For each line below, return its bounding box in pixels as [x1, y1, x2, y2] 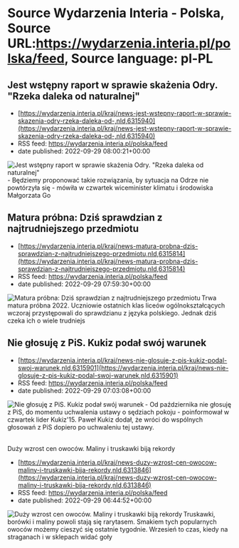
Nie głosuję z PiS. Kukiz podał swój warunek [7, 337, 207, 349]
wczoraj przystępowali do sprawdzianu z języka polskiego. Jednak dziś [7, 308, 217, 317]
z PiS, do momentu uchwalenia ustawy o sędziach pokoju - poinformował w [7, 407, 230, 416]
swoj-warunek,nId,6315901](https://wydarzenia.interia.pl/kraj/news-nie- [17, 363, 229, 372]
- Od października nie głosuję [144, 400, 232, 408]
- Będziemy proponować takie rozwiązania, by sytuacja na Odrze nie [7, 176, 209, 184]
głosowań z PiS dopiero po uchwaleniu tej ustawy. [7, 422, 154, 431]
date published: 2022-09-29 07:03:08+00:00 [17, 386, 152, 395]
